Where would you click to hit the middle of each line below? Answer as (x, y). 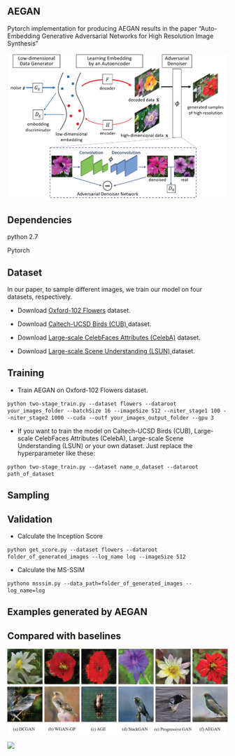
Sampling (29, 495)
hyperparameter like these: (56, 453)
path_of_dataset (31, 474)
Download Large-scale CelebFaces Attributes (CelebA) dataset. (109, 337)
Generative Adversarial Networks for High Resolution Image (128, 36)
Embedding (24, 36)
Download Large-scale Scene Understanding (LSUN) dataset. (106, 351)
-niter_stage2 (28, 418)
